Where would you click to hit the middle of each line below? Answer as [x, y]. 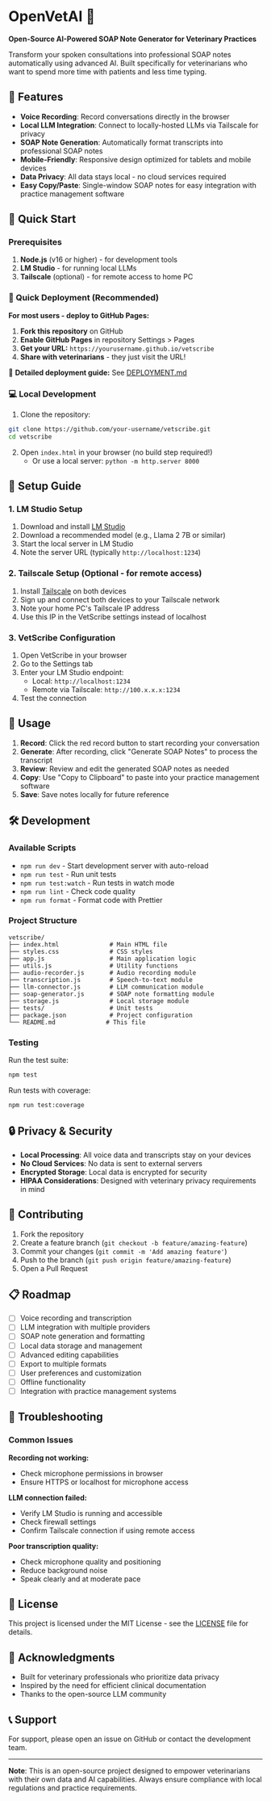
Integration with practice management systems [98, 1391]
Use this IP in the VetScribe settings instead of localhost [113, 616]
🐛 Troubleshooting [56, 1417]
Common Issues [41, 1440]
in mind [32, 1189]
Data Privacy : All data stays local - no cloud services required [123, 176]
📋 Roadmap [40, 1294]
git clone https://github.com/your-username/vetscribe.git [110, 430]
